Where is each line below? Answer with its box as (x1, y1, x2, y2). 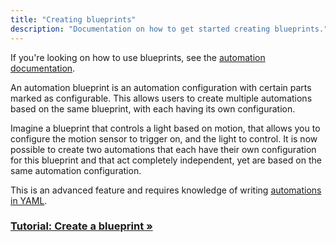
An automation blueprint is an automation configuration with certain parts (10, 81, 312, 93)
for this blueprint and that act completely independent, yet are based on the (10, 154, 322, 166)
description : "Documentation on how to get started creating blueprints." (10, 24, 329, 34)
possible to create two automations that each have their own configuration (10, 143, 317, 155)
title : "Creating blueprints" (10, 14, 137, 25)
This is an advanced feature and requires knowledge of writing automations (10, 184, 322, 196)
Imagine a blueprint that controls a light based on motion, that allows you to (10, 122, 321, 134)
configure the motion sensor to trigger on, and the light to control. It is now (10, 132, 318, 145)
